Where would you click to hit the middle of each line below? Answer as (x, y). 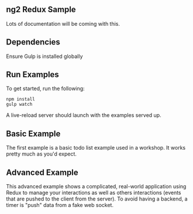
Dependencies (33, 42)
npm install (20, 99)
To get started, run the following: (45, 89)
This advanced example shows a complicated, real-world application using (96, 187)
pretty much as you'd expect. (42, 154)
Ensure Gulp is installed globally (44, 56)
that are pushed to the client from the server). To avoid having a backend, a (97, 199)
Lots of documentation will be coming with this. (63, 23)
